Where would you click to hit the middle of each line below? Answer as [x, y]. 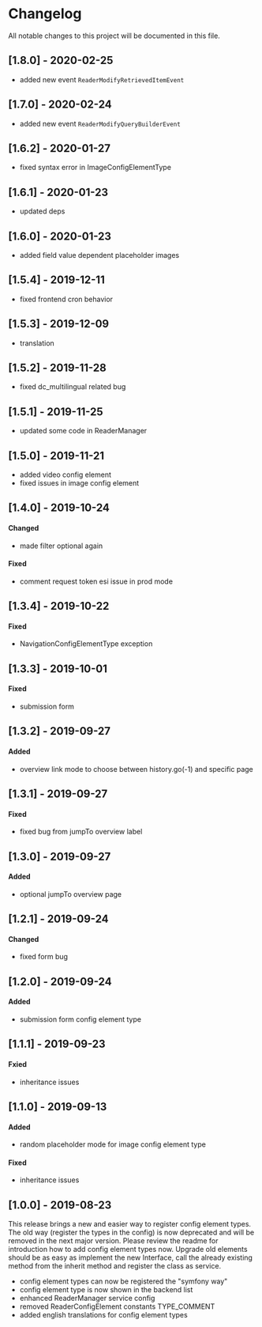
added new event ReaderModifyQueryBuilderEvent [100, 123]
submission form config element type [80, 1019]
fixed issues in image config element [79, 483]
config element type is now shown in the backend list [106, 1290]
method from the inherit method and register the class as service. [115, 1266]
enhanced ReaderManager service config [87, 1299]
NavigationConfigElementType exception [86, 644]
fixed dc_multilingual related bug [73, 387]
